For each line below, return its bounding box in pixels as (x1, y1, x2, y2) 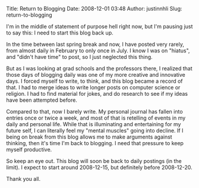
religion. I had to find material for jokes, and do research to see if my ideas (6, 90, 188, 97)
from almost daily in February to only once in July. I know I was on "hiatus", (6, 47, 190, 54)
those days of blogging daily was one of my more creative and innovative (6, 71, 186, 78)
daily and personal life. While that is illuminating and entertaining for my (6, 121, 181, 127)
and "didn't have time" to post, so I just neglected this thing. (6, 54, 153, 60)
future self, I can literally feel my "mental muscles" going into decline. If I (6, 127, 184, 134)
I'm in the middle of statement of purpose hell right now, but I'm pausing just (6, 23, 193, 30)
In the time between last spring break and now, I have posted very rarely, (6, 41, 185, 48)
